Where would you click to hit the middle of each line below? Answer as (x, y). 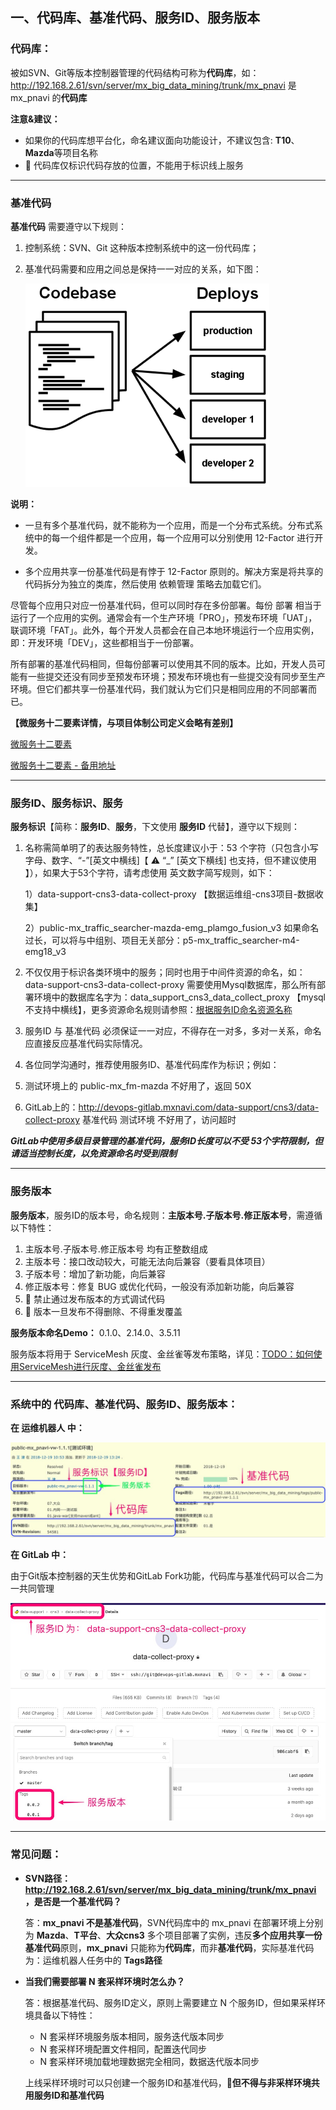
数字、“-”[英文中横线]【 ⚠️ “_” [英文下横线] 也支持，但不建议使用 (184, 860)
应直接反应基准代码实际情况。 (86, 1044)
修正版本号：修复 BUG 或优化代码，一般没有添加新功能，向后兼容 (159, 1286)
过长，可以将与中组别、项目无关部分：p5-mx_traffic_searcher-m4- (162, 940)
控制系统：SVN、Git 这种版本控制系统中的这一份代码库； (142, 247)
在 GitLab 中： (39, 1555)
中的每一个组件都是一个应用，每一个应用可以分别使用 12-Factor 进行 (174, 537)
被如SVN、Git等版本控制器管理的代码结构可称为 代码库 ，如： (135, 72)
